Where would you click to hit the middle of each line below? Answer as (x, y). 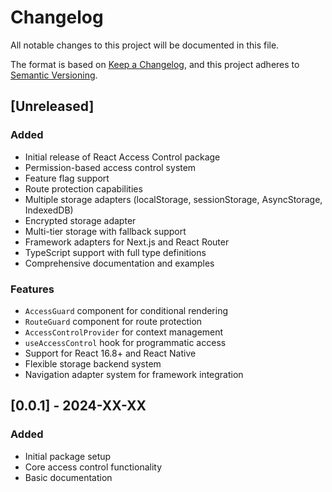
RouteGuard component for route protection (113, 321)
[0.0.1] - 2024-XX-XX (78, 406)
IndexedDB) (49, 210)
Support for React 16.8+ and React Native (110, 353)
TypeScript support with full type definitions (115, 252)
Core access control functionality (93, 467)
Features (32, 289)
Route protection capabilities (83, 188)
